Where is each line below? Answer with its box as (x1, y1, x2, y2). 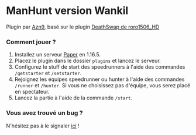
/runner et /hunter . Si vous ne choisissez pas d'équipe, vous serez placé (14, 82, 191, 89)
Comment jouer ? (6, 38, 56, 46)
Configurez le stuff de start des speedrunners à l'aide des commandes (14, 63, 185, 70)
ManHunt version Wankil (6, 4, 129, 17)
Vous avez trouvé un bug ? (6, 109, 83, 117)
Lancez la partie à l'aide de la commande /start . (14, 94, 133, 101)
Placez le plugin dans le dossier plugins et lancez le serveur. (14, 57, 161, 65)
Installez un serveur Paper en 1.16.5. (14, 51, 101, 58)
